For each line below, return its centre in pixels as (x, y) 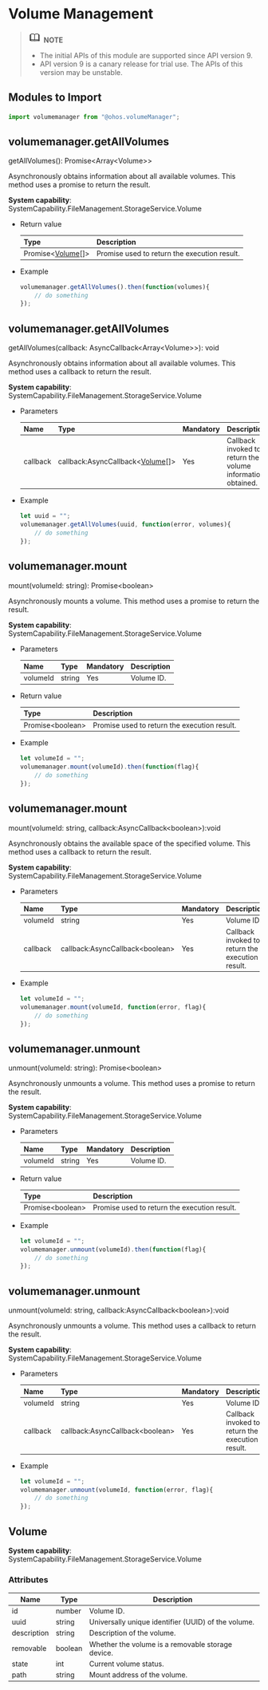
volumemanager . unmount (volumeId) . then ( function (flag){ (113, 1250)
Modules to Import (55, 98)
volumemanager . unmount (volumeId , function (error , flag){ (116, 1490)
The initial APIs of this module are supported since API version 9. (146, 55)
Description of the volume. (132, 1633)
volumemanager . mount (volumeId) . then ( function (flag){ (109, 767)
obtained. (242, 483)
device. (101, 1652)
